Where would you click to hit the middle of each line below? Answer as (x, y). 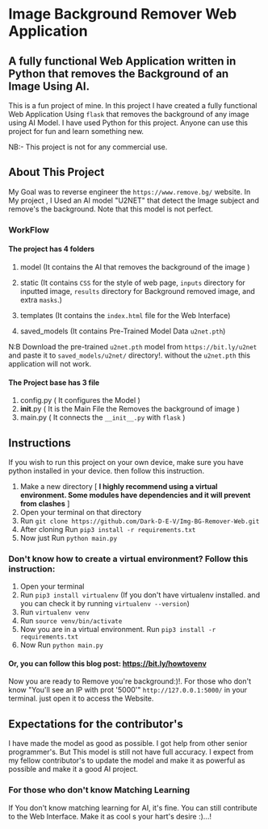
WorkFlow (29, 229)
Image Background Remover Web (123, 14)
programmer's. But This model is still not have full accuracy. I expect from (131, 752)
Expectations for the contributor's (96, 724)
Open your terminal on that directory (81, 512)
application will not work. (50, 363)
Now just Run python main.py (69, 538)
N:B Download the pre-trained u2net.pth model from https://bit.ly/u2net (133, 346)
